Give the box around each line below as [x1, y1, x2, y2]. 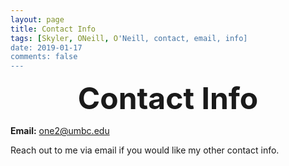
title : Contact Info [10, 24, 97, 34]
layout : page [10, 14, 65, 25]
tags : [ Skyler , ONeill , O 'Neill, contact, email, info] [10, 33, 248, 43]
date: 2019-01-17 [10, 42, 83, 53]
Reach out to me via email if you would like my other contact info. [10, 144, 280, 156]
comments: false [10, 52, 78, 62]
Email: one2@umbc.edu [10, 125, 110, 137]
